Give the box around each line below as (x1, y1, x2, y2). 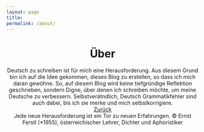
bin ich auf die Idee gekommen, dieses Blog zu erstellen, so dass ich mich (9, 73, 196, 81)
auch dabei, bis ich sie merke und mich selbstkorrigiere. (32, 99, 173, 107)
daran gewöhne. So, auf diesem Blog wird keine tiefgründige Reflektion (13, 80, 192, 87)
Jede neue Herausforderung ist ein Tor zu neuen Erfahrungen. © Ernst (13, 112, 192, 120)
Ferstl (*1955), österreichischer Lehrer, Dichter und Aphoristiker (22, 119, 183, 126)
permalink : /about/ (6, 20, 56, 26)
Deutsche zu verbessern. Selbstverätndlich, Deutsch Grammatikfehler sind (9, 93, 197, 100)
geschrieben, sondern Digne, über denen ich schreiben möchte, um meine (9, 86, 197, 94)
